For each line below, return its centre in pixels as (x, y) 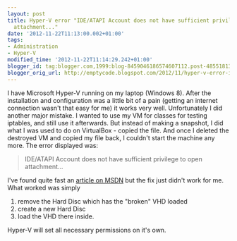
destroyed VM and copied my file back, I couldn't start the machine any (111, 137)
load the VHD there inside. (56, 216)
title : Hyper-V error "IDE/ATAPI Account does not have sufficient (109, 20)
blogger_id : (25, 66)
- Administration (33, 47)
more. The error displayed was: (53, 145)
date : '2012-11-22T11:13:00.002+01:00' (66, 33)
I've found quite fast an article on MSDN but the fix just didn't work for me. (116, 180)
